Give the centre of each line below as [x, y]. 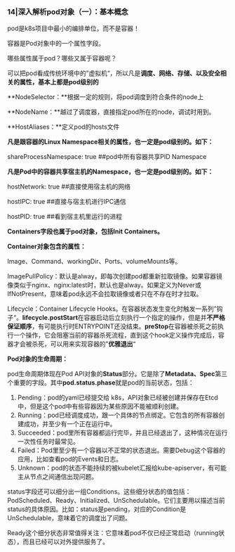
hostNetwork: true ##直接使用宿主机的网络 [69, 187]
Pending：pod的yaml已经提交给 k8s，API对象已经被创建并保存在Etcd [118, 398]
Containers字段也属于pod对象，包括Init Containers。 [85, 231]
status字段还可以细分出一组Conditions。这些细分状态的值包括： [99, 492]
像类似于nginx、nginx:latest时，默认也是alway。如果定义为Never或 [104, 285]
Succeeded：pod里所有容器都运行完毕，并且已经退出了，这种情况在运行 [122, 433]
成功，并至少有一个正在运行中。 [70, 424]
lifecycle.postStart [50, 318]
